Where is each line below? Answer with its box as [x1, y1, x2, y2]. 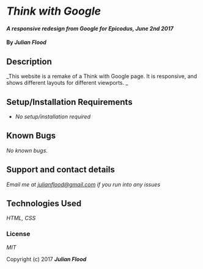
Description [6, 56, 52, 66]
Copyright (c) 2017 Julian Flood [6, 255, 87, 263]
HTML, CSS [6, 215, 36, 222]
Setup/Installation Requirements [6, 96, 133, 107]
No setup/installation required [15, 113, 90, 120]
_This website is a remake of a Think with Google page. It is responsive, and [6, 73, 197, 80]
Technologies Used [6, 198, 81, 209]
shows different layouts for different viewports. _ [6, 79, 128, 87]
